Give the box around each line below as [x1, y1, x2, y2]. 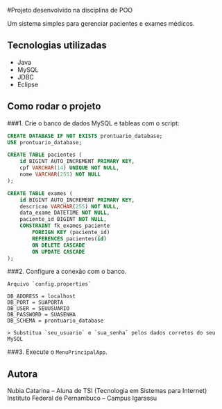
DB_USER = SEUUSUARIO [7, 305, 70, 312]
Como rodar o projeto [7, 100, 101, 112]
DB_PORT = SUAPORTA [7, 299, 64, 306]
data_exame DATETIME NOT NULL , [19, 209, 110, 217]
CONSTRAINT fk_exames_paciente [19, 222, 110, 229]
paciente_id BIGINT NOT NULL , [19, 216, 108, 223]
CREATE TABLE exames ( [7, 190, 73, 197]
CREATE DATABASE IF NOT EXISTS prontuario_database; [7, 132, 163, 139]
